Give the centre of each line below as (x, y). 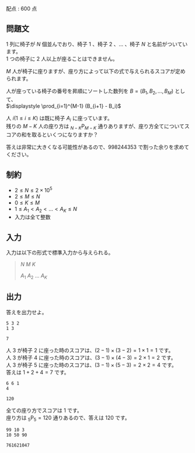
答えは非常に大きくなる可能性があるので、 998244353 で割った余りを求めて (98, 147)
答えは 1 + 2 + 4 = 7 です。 (38, 372)
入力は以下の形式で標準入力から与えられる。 (60, 253)
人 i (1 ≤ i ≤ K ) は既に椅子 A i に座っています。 (59, 119)
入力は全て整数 (32, 217)
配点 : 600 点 (22, 8)
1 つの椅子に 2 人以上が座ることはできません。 (62, 59)
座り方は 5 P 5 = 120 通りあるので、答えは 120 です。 (68, 418)
